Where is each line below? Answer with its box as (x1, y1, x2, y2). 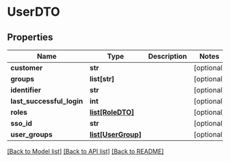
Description (148, 52, 188, 61)
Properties (7, 31, 53, 43)
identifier (10, 85, 41, 94)
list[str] (89, 75, 115, 83)
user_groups (10, 130, 53, 139)
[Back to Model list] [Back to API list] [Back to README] (7, 148, 164, 155)
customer (10, 63, 43, 72)
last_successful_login (10, 96, 84, 106)
